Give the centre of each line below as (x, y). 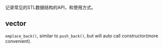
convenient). (18, 41)
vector (16, 23)
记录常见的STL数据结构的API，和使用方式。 (50, 7)
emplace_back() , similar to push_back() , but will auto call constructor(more (82, 36)
